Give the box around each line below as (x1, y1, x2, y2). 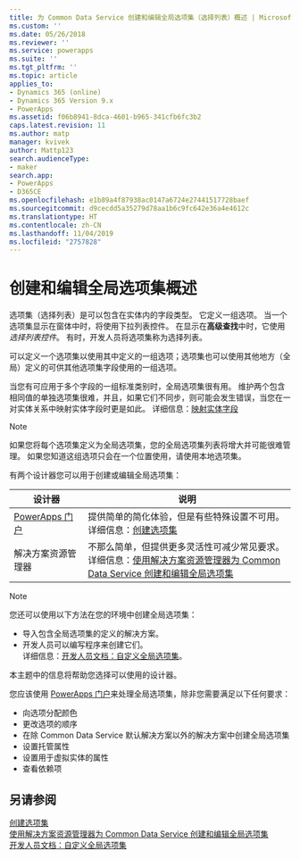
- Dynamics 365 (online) (9, 88, 102, 96)
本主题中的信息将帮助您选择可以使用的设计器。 (9, 670, 181, 680)
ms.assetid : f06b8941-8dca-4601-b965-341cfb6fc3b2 (9, 113, 202, 121)
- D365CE (9, 188, 42, 196)
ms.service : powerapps (9, 46, 94, 55)
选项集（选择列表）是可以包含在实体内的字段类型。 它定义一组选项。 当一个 (9, 310, 287, 321)
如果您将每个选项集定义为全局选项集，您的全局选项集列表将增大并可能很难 (9, 439, 283, 451)
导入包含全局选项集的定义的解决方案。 (21, 629, 163, 639)
